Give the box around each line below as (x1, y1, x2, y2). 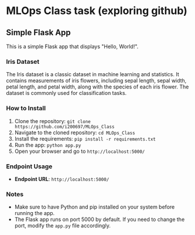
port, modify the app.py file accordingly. (14, 222, 111, 229)
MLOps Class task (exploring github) (6, 4, 187, 18)
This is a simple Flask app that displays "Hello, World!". (6, 43, 139, 50)
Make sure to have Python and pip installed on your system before (14, 203, 175, 210)
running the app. (14, 210, 55, 217)
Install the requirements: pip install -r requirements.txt (14, 135, 156, 142)
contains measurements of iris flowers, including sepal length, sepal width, (6, 77, 187, 84)
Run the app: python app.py (14, 141, 81, 148)
